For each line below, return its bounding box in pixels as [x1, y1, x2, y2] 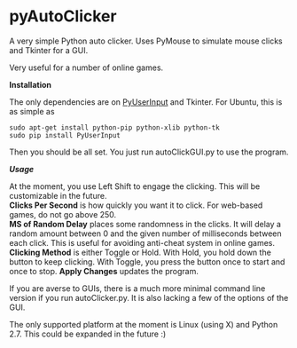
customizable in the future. [9, 190, 107, 201]
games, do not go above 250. [9, 209, 117, 219]
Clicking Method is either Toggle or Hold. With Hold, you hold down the [9, 247, 272, 257]
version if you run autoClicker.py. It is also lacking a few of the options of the [9, 292, 289, 303]
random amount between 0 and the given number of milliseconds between [9, 228, 282, 239]
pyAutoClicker [9, 6, 117, 27]
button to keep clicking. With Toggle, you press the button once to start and [9, 256, 285, 267]
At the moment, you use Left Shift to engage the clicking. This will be [9, 180, 261, 192]
